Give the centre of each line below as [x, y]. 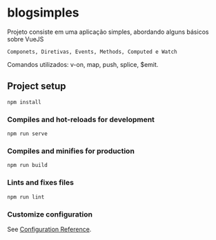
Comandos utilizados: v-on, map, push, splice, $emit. [83, 64]
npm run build [28, 166]
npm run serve [28, 134]
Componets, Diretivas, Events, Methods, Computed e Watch [92, 52]
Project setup [37, 87]
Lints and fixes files [41, 183]
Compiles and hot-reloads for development [81, 119]
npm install [24, 102]
